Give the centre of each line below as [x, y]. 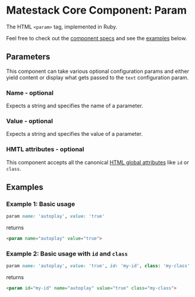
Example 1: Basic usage [41, 204]
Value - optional [30, 121]
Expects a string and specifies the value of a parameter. [75, 134]
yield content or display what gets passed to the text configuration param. [97, 77]
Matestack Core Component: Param [97, 10]
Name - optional [30, 92]
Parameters [28, 57]
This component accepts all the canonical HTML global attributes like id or [97, 162]
